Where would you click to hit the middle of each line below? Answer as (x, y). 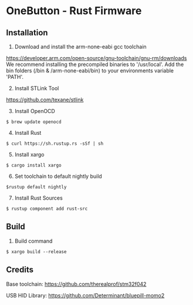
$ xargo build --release (36, 251)
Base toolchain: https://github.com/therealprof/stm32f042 (76, 284)
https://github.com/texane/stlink (45, 100)
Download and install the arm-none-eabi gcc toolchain (80, 47)
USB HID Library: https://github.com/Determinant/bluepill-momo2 (85, 295)
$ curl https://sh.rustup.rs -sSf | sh (55, 144)
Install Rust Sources (38, 198)
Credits (20, 270)
